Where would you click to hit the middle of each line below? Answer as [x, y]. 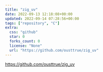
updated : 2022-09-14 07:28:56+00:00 [42, 18]
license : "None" [26, 46]
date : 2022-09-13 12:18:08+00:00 [39, 14]
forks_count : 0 [25, 41]
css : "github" [24, 32]
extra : [12, 28]
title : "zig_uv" [21, 9]
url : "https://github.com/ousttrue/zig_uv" [54, 50]
